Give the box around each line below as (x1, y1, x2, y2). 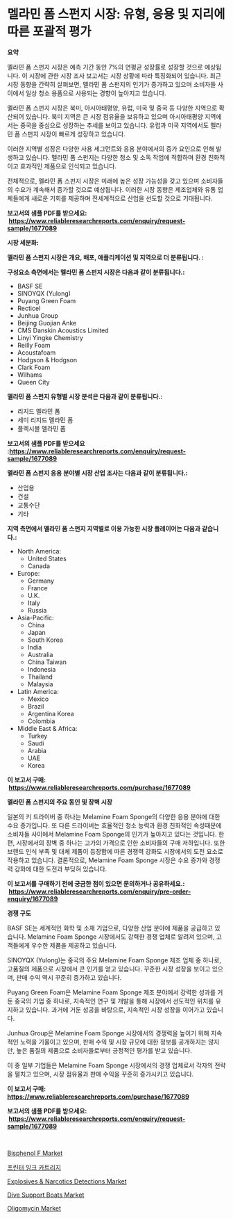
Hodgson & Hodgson (17, 355, 78, 364)
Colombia (27, 717, 55, 725)
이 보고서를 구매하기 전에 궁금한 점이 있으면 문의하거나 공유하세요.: (7, 879, 185, 887)
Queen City (17, 378, 50, 386)
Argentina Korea (27, 709, 74, 718)
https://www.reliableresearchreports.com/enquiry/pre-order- (8, 887, 191, 896)
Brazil (27, 702, 44, 710)
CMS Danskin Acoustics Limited (17, 326, 109, 334)
